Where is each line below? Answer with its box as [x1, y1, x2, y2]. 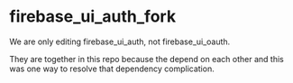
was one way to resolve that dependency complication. [9, 63, 215, 74]
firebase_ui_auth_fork [9, 6, 177, 27]
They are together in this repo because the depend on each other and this [9, 53, 284, 64]
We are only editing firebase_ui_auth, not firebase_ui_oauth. [9, 36, 231, 47]
